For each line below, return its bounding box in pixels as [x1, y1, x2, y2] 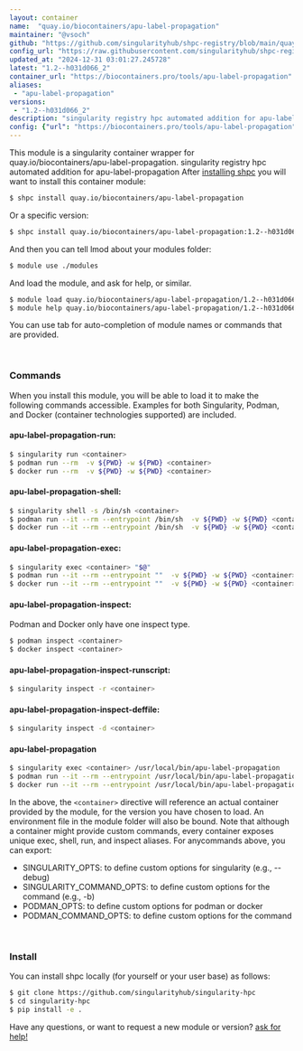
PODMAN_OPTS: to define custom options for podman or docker [22, 901, 263, 912]
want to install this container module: [9, 176, 147, 186]
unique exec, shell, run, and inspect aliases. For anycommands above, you [9, 835, 286, 846]
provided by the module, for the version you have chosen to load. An [9, 806, 264, 818]
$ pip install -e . [9, 1005, 83, 1015]
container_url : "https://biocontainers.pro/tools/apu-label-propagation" [9, 72, 293, 81]
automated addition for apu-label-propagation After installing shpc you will [9, 166, 287, 177]
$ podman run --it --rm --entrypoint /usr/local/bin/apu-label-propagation [9, 772, 300, 782]
